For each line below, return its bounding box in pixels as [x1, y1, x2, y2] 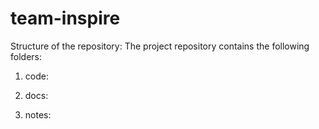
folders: [10, 50, 42, 62]
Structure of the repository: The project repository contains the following [10, 40, 310, 52]
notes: [24, 108, 52, 121]
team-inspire [10, 7, 121, 30]
